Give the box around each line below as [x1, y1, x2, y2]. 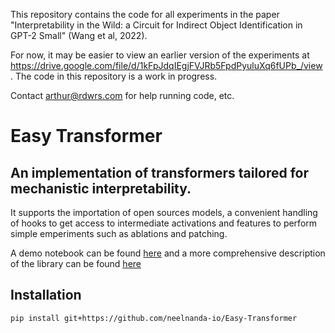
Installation [10, 287, 82, 304]
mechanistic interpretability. [10, 180, 192, 197]
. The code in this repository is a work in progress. [10, 70, 218, 82]
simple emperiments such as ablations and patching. [10, 228, 228, 239]
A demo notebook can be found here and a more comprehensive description [10, 247, 326, 259]
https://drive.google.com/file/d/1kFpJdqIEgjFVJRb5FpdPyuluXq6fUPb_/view [10, 60, 323, 71]
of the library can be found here [10, 258, 142, 269]
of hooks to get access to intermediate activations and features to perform [10, 217, 318, 229]
